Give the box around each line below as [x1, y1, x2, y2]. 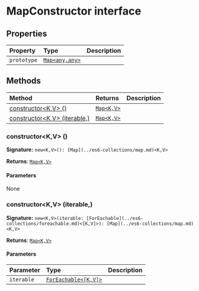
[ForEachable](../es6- [86, 215, 144, 221]
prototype [9, 56, 38, 63]
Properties [6, 29, 47, 39]
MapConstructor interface [6, 4, 141, 18]
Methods [6, 76, 41, 86]
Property [9, 47, 36, 55]
